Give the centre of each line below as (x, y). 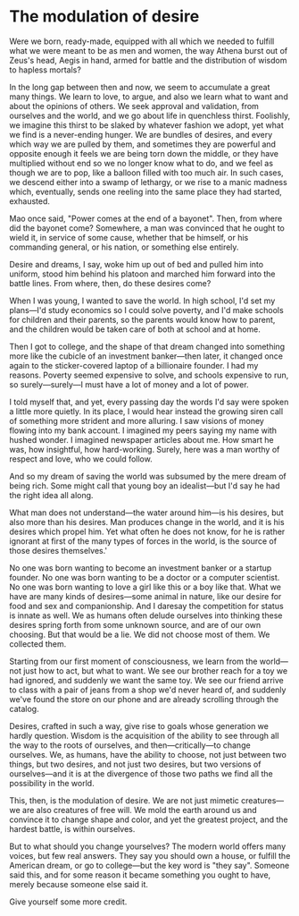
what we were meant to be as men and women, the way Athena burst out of (149, 50)
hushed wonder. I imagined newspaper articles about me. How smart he (141, 439)
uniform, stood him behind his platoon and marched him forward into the (142, 274)
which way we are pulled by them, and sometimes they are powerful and (143, 144)
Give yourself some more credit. (68, 902)
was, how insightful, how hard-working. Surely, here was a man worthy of (145, 449)
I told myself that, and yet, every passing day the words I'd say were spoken (149, 402)
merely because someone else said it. (79, 884)
